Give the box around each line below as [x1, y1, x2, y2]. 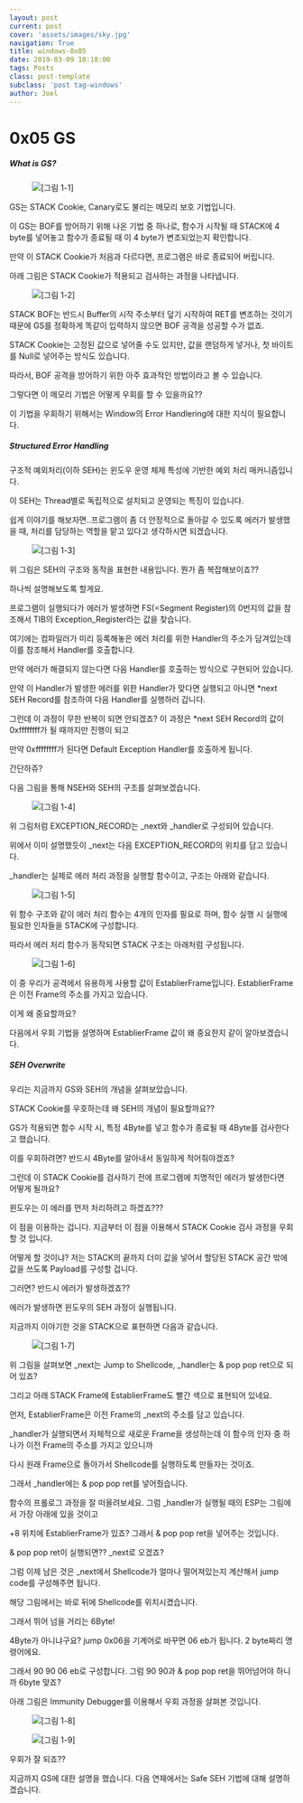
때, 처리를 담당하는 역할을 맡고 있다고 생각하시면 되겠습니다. [18, 525, 228, 536]
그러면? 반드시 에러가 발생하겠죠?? [9, 1282, 131, 1293]
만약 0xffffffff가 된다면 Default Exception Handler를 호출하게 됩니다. [9, 743, 252, 755]
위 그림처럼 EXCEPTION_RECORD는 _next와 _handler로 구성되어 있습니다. [9, 820, 274, 831]
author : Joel [9, 89, 59, 98]
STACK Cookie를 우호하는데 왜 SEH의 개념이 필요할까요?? [9, 1103, 215, 1113]
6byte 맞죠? [18, 1676, 61, 1687]
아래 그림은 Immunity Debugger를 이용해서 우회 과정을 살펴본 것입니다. [9, 1695, 262, 1706]
